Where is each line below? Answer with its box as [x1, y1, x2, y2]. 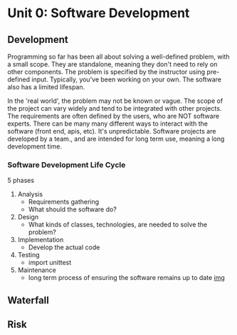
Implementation [17, 236, 64, 244]
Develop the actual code [28, 243, 100, 251]
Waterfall [7, 294, 50, 306]
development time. [7, 142, 63, 151]
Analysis [17, 190, 43, 199]
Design [17, 213, 39, 221]
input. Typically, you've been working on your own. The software [31, 75, 222, 84]
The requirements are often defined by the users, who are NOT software [7, 112, 219, 120]
